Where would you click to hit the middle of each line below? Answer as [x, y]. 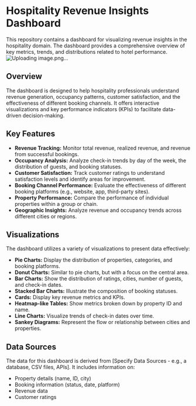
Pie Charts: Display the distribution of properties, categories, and [93, 260]
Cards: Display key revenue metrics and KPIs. [70, 297]
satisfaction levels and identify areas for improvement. [80, 179]
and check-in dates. [39, 285]
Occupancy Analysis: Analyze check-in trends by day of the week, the [100, 160]
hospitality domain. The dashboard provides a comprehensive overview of [96, 46]
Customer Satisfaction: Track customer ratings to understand [90, 173]
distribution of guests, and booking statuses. [68, 166]
